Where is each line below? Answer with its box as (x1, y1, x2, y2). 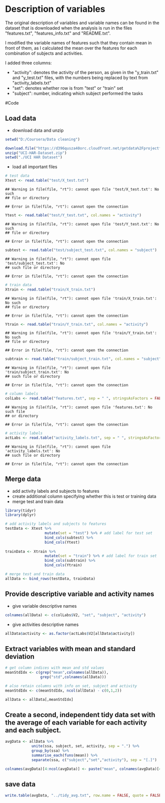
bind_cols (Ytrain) (44, 563, 82, 568)
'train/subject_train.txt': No (5, 370, 69, 375)
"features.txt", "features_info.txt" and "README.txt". (5, 30, 111, 36)
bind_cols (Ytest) (44, 540, 80, 545)
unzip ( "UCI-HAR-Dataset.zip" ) (5, 150, 67, 155)
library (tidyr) (5, 508, 36, 513)
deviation (5, 652, 35, 660)
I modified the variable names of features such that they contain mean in (5, 39, 152, 45)
